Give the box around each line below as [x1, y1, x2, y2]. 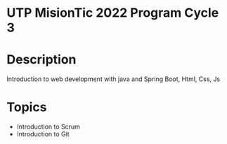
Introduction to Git [16, 130, 70, 138]
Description [6, 52, 77, 68]
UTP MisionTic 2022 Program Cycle [6, 5, 219, 21]
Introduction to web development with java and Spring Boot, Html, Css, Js [6, 75, 221, 83]
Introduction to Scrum [16, 122, 80, 131]
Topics [6, 99, 47, 115]
